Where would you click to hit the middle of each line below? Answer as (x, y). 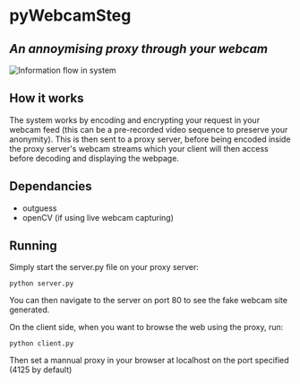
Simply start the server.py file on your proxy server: (104, 267)
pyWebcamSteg (70, 16)
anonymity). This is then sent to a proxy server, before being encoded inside (150, 139)
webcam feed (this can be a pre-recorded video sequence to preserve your (149, 129)
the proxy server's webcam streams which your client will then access (139, 148)
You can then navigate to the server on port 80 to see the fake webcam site (149, 301)
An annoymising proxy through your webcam (139, 49)
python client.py (42, 344)
